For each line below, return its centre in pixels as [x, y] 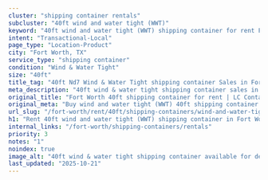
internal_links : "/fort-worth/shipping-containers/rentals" [110, 127]
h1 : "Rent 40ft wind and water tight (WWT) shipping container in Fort [130, 119]
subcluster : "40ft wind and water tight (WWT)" [89, 23]
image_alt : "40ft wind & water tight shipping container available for [130, 156]
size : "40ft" [30, 75]
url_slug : [25, 112]
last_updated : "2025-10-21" [55, 164]
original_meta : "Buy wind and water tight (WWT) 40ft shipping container [134, 104]
